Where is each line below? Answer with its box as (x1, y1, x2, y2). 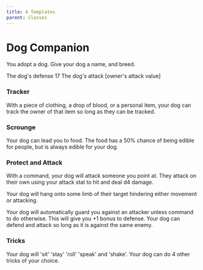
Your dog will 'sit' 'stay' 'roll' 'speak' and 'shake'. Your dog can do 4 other (6, 250, 190, 258)
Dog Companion (6, 41, 90, 55)
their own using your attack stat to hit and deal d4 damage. (6, 178, 154, 186)
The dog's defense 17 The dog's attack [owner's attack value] (6, 72, 161, 79)
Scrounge (6, 123, 36, 131)
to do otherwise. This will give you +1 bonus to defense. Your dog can (6, 215, 181, 222)
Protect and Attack (6, 158, 63, 167)
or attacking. (6, 197, 38, 204)
